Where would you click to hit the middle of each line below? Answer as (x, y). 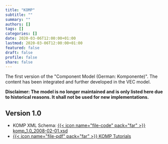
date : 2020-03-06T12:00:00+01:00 (41, 39)
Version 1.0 (23, 113)
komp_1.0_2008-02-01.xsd (40, 131)
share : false (19, 62)
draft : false (19, 52)
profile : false (21, 57)
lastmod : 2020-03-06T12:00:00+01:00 (44, 43)
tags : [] (14, 29)
